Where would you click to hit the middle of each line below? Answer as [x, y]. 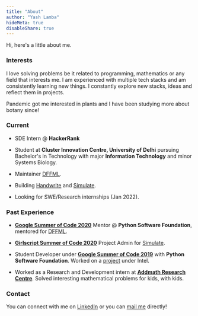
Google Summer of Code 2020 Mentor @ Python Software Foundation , [103, 225]
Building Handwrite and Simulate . [55, 185]
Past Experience [30, 212]
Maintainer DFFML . [38, 174]
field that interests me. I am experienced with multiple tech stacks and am [96, 79]
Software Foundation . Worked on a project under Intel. [82, 261]
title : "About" [25, 12]
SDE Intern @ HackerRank [47, 138]
